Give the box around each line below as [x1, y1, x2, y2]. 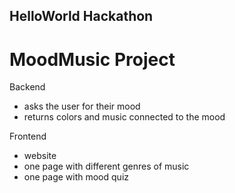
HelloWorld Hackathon [9, 8, 154, 25]
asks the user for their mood [23, 100, 141, 113]
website [23, 150, 57, 162]
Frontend [9, 130, 47, 143]
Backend [9, 81, 46, 93]
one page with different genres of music [23, 160, 190, 173]
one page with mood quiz [23, 171, 129, 183]
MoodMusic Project [9, 48, 176, 71]
